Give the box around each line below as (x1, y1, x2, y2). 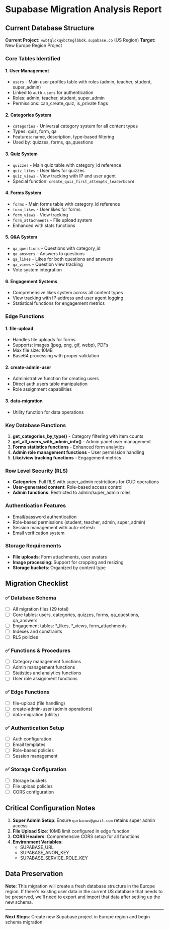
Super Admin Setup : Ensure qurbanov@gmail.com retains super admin (12, 817, 155, 823)
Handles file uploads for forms (12, 337, 76, 343)
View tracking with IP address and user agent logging (12, 295, 124, 301)
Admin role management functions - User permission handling (12, 449, 145, 455)
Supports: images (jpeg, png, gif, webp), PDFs (12, 342, 109, 348)
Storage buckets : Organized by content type (12, 565, 106, 571)
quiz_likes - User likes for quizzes (12, 167, 84, 173)
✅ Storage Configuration (5, 766, 67, 773)
